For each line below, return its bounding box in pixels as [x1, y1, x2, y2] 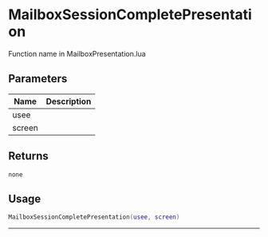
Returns [8, 149, 49, 163]
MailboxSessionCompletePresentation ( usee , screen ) [8, 213, 180, 221]
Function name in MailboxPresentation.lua [8, 49, 146, 58]
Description [45, 96, 92, 107]
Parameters [8, 72, 68, 85]
